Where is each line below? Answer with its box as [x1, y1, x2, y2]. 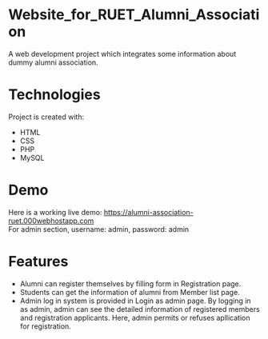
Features [8, 253, 69, 270]
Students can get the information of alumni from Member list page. [19, 287, 240, 297]
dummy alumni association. [8, 58, 98, 67]
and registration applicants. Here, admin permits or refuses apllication [19, 313, 250, 322]
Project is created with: [8, 112, 85, 122]
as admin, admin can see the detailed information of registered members [19, 304, 260, 313]
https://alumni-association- [103, 207, 194, 217]
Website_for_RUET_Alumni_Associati [8, 6, 260, 24]
